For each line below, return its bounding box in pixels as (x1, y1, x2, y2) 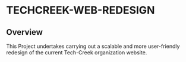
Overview (6, 27, 43, 37)
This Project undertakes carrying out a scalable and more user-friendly (6, 43, 180, 50)
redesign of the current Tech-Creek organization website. (6, 49, 147, 56)
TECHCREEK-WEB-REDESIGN (6, 4, 155, 17)
